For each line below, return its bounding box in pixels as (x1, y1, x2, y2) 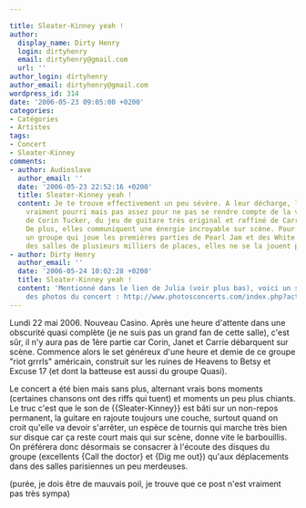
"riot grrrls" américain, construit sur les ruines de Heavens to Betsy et (9, 356, 271, 367)
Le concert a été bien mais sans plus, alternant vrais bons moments (9, 383, 263, 394)
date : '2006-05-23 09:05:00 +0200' (9, 97, 145, 107)
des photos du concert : (25, 292, 120, 301)
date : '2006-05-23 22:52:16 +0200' (17, 182, 153, 191)
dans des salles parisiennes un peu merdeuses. (9, 461, 189, 472)
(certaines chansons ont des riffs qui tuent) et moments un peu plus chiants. (9, 392, 296, 403)
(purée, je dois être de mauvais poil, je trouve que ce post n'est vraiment (9, 478, 281, 489)
